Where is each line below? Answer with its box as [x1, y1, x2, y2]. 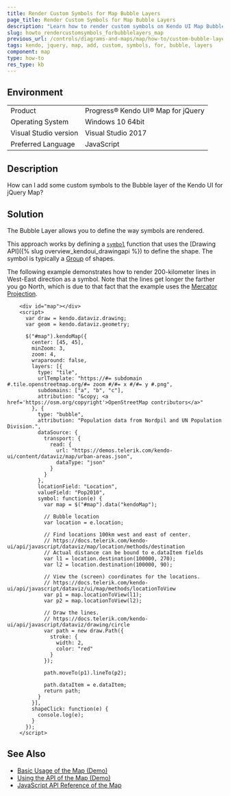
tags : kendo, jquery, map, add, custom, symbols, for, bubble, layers [7, 42, 213, 49]
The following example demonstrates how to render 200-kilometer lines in [7, 268, 216, 276]
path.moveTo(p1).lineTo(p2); [43, 670, 127, 676]
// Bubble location [43, 513, 99, 521]
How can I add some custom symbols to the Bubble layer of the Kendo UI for [7, 181, 223, 190]
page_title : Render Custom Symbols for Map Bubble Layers [7, 16, 176, 23]
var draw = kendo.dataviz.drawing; [25, 315, 127, 322]
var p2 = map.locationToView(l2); [43, 598, 142, 604]
